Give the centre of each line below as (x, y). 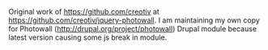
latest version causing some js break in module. (88, 37)
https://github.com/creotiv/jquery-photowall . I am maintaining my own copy (134, 20)
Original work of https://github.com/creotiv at (84, 12)
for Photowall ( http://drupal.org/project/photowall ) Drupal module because (133, 29)
